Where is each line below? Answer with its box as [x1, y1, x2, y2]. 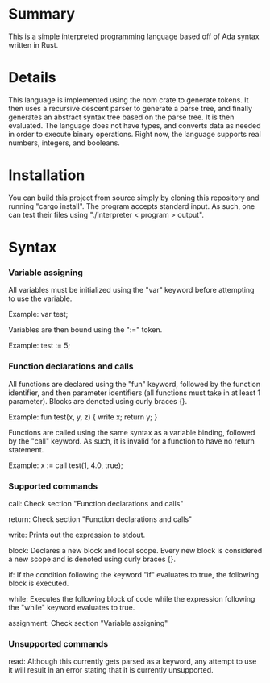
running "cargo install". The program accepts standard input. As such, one [8, 201, 255, 210]
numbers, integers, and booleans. [8, 138, 121, 148]
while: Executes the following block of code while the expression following [8, 593, 255, 603]
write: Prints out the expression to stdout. [8, 530, 146, 539]
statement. [8, 444, 44, 454]
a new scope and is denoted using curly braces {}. [8, 554, 176, 564]
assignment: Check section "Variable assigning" [8, 618, 168, 627]
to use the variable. [8, 294, 73, 303]
